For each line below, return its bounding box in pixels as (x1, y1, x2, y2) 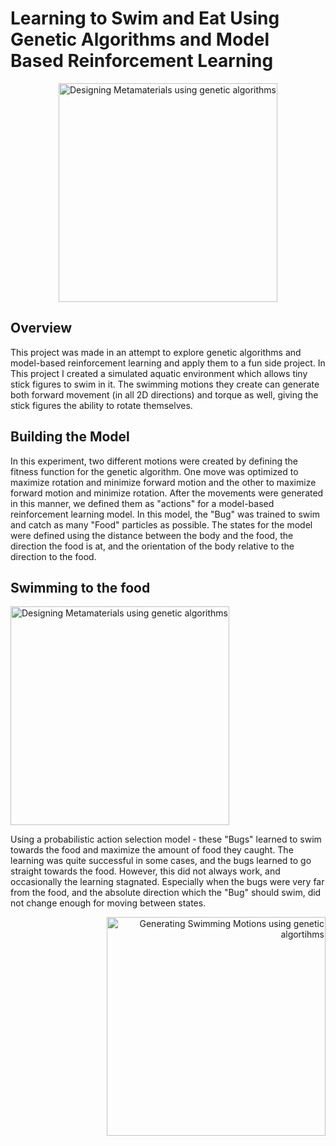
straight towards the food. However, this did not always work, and (10, 865, 281, 877)
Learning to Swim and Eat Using (10, 7, 280, 30)
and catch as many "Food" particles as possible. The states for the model (10, 518, 313, 531)
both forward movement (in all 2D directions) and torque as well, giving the (10, 388, 319, 401)
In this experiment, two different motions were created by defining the (10, 455, 298, 467)
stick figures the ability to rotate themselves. (10, 399, 193, 411)
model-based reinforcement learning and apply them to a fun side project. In (10, 357, 326, 369)
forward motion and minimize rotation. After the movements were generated (10, 487, 324, 499)
